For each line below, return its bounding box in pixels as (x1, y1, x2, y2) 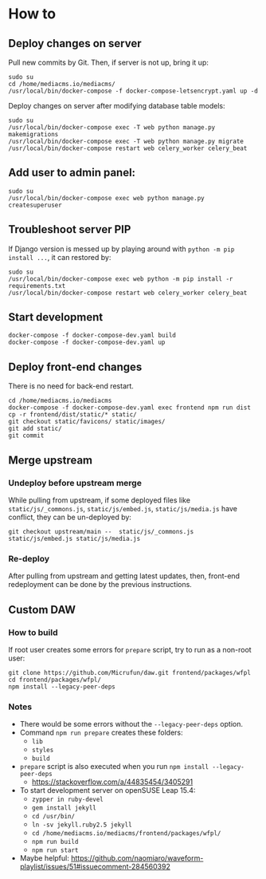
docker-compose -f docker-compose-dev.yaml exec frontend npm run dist (8, 404, 251, 412)
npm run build (31, 838, 79, 846)
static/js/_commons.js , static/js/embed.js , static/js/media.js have (8, 503, 237, 513)
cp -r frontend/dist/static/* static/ (8, 411, 137, 419)
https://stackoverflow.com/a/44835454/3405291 (31, 777, 194, 786)
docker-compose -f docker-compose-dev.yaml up (8, 338, 166, 347)
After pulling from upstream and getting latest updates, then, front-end (8, 571, 241, 581)
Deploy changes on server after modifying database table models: (8, 101, 225, 110)
